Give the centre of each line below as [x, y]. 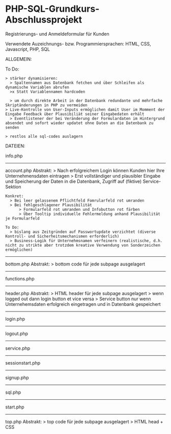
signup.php [17, 377]
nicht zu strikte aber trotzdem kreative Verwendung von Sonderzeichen [83, 245]
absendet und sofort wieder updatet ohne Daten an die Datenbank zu [79, 123]
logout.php [17, 333]
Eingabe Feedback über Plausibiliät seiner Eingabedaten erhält [75, 114]
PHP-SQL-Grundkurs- [52, 9]
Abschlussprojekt [44, 20]
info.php [14, 156]
